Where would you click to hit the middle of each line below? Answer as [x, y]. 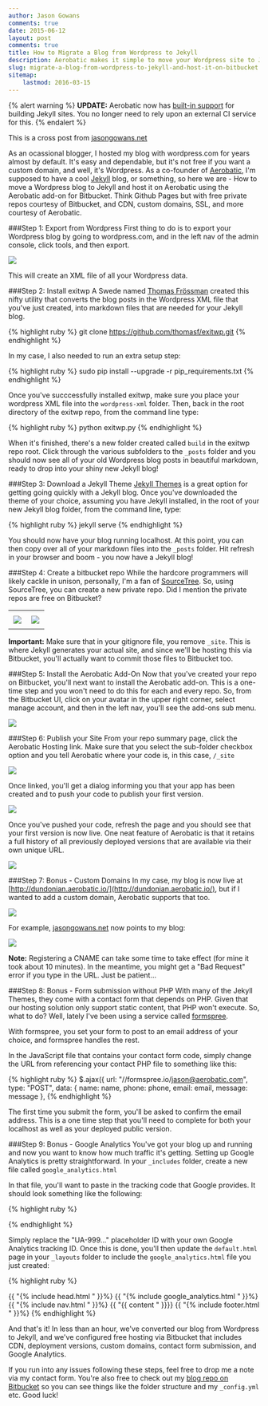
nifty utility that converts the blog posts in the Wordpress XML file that [123, 299]
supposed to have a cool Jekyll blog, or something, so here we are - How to [133, 178]
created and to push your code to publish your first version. [106, 794]
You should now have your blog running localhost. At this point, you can [126, 540]
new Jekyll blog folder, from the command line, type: [95, 509]
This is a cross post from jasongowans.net [78, 137]
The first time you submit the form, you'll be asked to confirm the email [125, 1112]
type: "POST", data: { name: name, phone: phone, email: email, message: [128, 1088]
